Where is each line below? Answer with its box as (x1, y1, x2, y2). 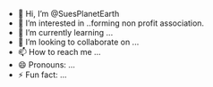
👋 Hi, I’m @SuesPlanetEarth (17, 9, 120, 19)
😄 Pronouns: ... (17, 59, 76, 70)
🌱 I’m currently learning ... (17, 28, 114, 37)
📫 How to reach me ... (17, 47, 101, 57)
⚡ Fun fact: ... (17, 69, 67, 80)
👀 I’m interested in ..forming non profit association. (17, 18, 204, 28)
